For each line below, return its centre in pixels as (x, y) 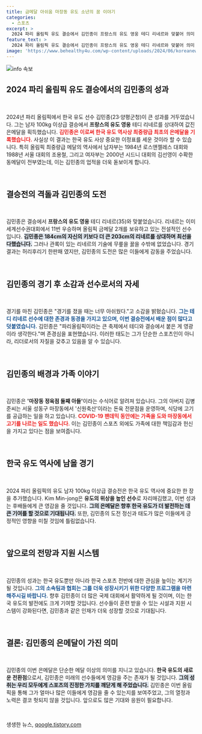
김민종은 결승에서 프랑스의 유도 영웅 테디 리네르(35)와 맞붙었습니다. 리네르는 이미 (101, 222)
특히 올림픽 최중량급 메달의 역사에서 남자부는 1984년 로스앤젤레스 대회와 (103, 147)
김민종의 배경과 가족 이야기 (53, 374)
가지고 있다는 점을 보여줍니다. (47, 431)
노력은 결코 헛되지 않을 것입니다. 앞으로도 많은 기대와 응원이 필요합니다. (90, 700)
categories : (21, 17)
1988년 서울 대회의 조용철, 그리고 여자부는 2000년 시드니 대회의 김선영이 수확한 (100, 154)
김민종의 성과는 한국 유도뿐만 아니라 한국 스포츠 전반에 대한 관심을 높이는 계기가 (99, 580)
